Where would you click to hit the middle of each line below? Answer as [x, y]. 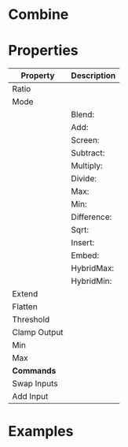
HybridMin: [91, 281]
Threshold [31, 319]
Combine [38, 15]
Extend [25, 294]
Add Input [30, 397]
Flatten [25, 307]
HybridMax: [93, 268]
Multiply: [87, 166]
